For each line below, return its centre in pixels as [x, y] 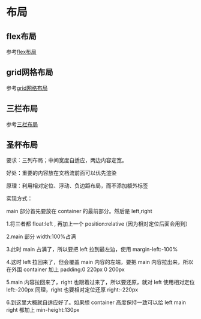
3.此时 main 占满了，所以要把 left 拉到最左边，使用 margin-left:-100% [92, 250]
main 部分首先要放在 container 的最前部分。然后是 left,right [79, 211]
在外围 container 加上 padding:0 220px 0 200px [65, 269]
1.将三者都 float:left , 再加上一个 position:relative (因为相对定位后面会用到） [98, 224]
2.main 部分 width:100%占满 [41, 236]
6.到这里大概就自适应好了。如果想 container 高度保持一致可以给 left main [96, 302]
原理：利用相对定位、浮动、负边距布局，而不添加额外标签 [77, 186]
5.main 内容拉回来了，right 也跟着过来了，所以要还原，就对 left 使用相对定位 [100, 282]
